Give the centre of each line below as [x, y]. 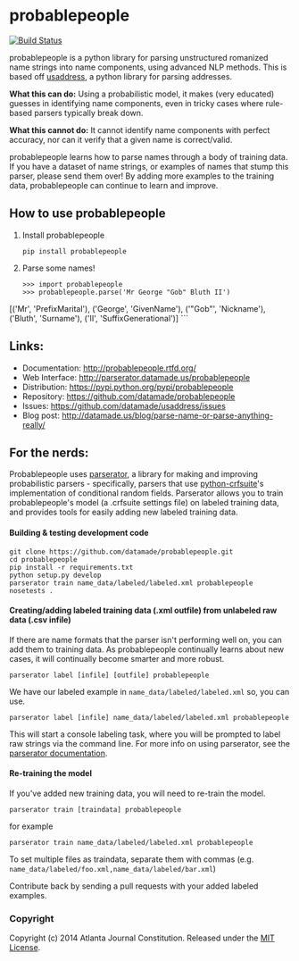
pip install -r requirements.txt [71, 567]
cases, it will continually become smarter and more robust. [117, 658]
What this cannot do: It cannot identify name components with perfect [140, 130]
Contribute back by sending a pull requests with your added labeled [134, 886]
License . [25, 948]
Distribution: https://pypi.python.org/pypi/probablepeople [128, 387]
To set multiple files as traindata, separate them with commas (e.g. [132, 859]
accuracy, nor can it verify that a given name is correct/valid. [121, 139]
